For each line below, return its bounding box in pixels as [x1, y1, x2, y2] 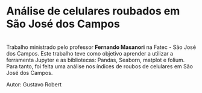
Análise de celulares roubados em [6, 4, 180, 18]
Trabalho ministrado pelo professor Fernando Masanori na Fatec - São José [6, 43, 197, 51]
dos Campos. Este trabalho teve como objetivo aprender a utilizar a [6, 50, 174, 57]
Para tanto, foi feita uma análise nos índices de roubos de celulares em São [6, 62, 193, 70]
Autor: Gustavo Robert [6, 80, 62, 88]
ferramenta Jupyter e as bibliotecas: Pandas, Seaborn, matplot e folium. [6, 56, 185, 63]
